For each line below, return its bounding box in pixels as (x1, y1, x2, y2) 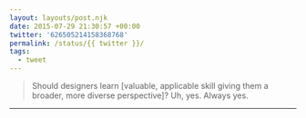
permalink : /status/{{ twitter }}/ (9, 38, 145, 48)
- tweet (17, 55, 47, 64)
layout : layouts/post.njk (9, 13, 107, 23)
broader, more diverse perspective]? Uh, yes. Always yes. (31, 90, 249, 101)
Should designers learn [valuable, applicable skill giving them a (31, 81, 269, 91)
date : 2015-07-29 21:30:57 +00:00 (9, 22, 141, 31)
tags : (9, 47, 30, 56)
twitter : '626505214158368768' (9, 30, 128, 39)
